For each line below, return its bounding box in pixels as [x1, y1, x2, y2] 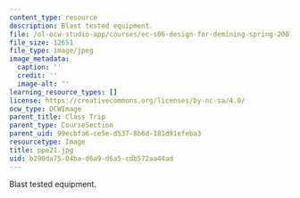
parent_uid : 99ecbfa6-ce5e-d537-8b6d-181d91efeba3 [9, 129, 202, 138]
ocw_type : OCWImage [9, 104, 82, 113]
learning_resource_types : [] [9, 87, 118, 96]
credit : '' [17, 71, 58, 80]
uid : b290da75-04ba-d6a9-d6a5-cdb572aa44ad [9, 153, 174, 163]
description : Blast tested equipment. [9, 21, 154, 30]
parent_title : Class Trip [9, 112, 105, 121]
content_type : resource [9, 12, 98, 22]
